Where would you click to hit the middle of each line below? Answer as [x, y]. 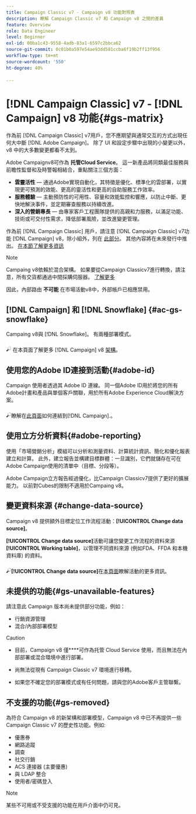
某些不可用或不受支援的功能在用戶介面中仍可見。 [65, 805]
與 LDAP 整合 [30, 774]
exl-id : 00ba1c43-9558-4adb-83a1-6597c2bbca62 [64, 43]
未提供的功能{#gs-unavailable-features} [80, 591]
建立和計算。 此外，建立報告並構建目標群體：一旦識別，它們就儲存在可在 [94, 458]
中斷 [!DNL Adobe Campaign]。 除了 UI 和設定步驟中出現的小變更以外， [102, 143]
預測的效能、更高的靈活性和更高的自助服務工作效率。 [94, 190]
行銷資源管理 [30, 619]
